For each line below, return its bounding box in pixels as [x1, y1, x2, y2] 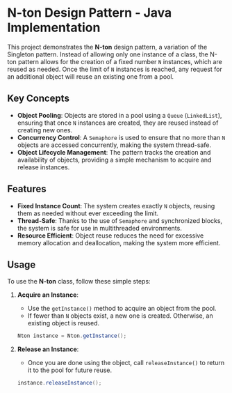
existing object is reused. [27, 319, 100, 327]
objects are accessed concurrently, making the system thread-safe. [17, 141, 212, 149]
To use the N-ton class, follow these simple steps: [7, 277, 151, 286]
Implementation [7, 20, 101, 36]
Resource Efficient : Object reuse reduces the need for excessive [17, 231, 204, 240]
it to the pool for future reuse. [27, 366, 113, 374]
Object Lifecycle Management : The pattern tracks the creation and [17, 148, 211, 156]
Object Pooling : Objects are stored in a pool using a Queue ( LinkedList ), [17, 111, 222, 119]
